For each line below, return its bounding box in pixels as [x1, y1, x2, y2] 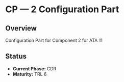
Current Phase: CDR [12, 65, 57, 72]
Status [5, 52, 27, 61]
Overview [5, 24, 37, 33]
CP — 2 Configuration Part [5, 4, 119, 15]
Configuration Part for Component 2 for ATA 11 [5, 37, 103, 43]
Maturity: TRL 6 [12, 71, 47, 77]
